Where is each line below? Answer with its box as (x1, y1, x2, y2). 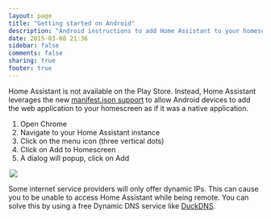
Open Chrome (19, 118, 67, 129)
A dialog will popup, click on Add (19, 153, 130, 163)
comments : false (8, 49, 63, 57)
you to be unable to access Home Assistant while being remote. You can (8, 192, 249, 202)
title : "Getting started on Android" (8, 19, 135, 27)
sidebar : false (8, 42, 60, 50)
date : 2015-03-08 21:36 (8, 34, 89, 43)
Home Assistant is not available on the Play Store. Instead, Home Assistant (8, 86, 256, 96)
